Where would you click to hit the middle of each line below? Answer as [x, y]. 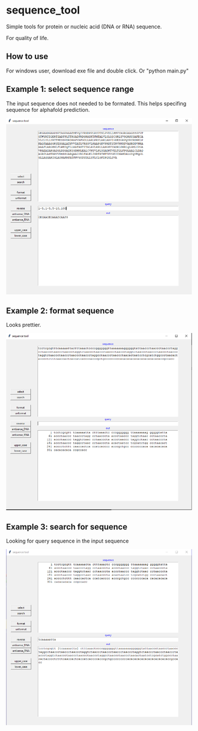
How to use [27, 57]
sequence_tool [43, 10]
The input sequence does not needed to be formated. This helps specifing [96, 103]
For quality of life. [27, 38]
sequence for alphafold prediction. [48, 110]
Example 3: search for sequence [67, 527]
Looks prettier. [24, 325]
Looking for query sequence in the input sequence [67, 541]
